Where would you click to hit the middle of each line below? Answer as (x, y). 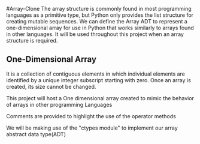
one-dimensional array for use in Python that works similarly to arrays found (100, 28)
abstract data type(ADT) (36, 134)
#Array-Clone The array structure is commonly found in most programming (99, 9)
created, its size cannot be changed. (51, 86)
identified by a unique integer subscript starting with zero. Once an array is (99, 80)
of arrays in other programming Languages (59, 104)
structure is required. (32, 40)
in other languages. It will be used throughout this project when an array (95, 34)
